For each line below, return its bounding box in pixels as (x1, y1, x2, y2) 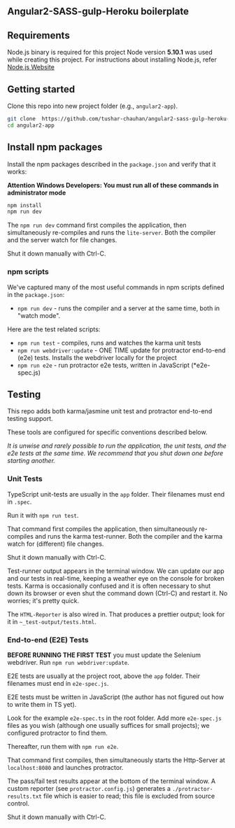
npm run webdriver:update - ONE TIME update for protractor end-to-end (17, 346, 226, 354)
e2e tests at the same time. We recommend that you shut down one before (7, 449, 224, 457)
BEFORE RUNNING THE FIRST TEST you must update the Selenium (7, 651, 201, 659)
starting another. (7, 457, 56, 465)
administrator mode (7, 188, 66, 197)
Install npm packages (7, 142, 103, 153)
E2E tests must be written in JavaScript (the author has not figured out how (7, 693, 225, 701)
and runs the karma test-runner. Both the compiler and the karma (34, 532, 223, 540)
